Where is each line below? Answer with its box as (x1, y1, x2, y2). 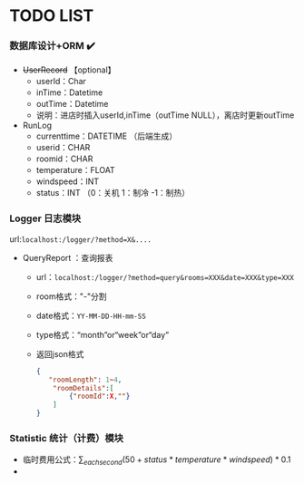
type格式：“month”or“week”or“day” (35, 329, 170, 340)
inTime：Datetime (35, 87, 103, 98)
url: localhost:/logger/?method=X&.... (9, 233, 152, 245)
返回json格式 (35, 348, 84, 359)
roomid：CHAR (35, 153, 93, 164)
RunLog (22, 120, 53, 131)
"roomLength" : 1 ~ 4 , (48, 375, 123, 384)
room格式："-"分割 (35, 291, 107, 302)
